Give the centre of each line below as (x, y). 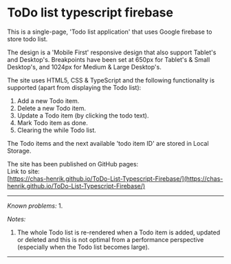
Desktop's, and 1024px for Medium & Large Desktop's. (84, 67)
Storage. (19, 151)
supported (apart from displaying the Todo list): (74, 87)
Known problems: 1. (35, 206)
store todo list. (27, 38)
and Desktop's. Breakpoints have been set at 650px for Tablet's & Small (109, 59)
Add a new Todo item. (48, 100)
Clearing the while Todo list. (56, 130)
